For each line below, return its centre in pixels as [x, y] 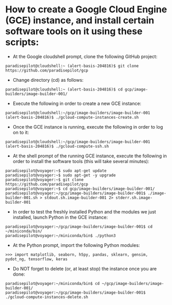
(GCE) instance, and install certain [80, 20]
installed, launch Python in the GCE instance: [60, 217]
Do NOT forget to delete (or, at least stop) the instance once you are [85, 268]
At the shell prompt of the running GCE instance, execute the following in [90, 156]
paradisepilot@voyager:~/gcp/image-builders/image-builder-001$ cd [79, 227]
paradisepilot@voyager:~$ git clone [44, 180]
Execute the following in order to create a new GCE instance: [77, 103]
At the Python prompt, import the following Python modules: [76, 245]
